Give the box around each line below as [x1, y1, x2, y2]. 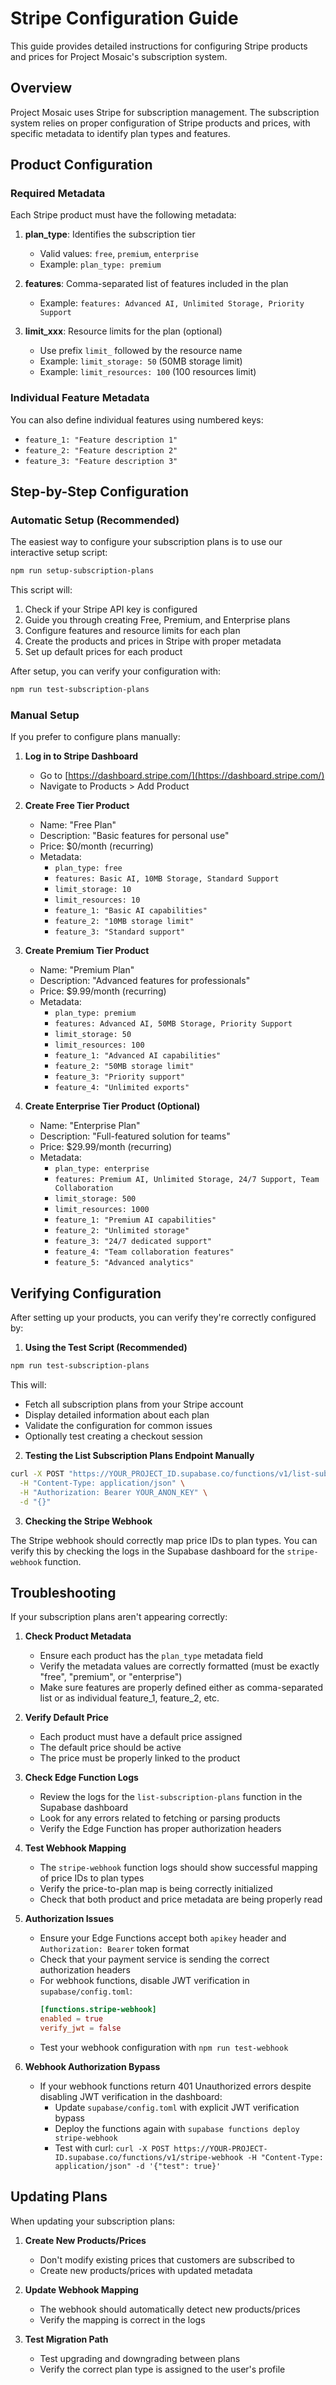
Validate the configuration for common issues [24, 1420, 213, 1432]
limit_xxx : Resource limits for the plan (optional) [24, 325, 223, 337]
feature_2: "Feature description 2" [24, 445, 178, 456]
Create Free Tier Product [24, 800, 130, 812]
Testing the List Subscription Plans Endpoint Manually [24, 1450, 255, 1462]
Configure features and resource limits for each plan [24, 625, 241, 637]
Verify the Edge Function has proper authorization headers [39, 1823, 282, 1835]
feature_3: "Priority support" [54, 1072, 185, 1082]
